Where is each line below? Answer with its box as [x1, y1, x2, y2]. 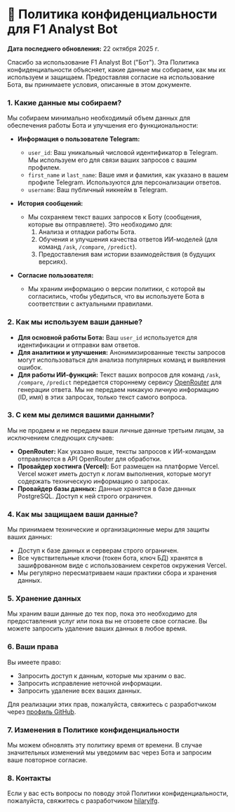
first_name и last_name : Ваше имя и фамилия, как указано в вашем [27, 171, 229, 180]
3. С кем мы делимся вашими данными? [7, 410, 154, 420]
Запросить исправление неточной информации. [17, 679, 163, 687]
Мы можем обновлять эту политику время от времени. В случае [7, 741, 203, 750]
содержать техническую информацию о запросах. [17, 477, 170, 485]
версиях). [38, 257, 68, 266]
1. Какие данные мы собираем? [7, 97, 122, 107]
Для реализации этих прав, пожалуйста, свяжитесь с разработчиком [7, 700, 217, 708]
